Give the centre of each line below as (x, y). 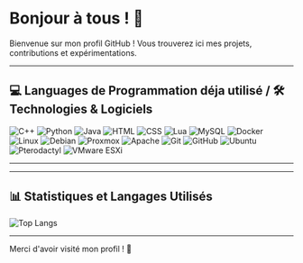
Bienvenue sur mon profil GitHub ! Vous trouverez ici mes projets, (131, 43)
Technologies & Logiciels (81, 109)
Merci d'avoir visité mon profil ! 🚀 (71, 249)
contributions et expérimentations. (73, 52)
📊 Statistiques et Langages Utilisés (111, 197)
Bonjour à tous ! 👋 (77, 18)
